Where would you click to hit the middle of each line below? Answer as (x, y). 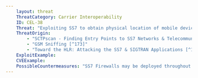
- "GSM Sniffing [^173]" (57, 45)
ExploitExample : (36, 55)
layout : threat (35, 11)
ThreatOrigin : (33, 33)
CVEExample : (31, 60)
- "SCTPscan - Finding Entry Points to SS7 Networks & (96, 39)
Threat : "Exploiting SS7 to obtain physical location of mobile (97, 28)
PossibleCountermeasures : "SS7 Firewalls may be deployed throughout (104, 66)
